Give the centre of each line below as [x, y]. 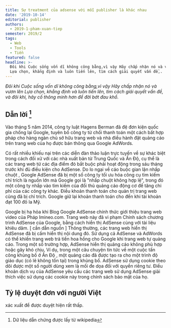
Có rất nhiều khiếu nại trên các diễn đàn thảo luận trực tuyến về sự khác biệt [85, 153]
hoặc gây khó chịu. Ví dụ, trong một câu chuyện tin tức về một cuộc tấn [80, 249]
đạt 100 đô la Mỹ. [23, 201]
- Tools [18, 48]
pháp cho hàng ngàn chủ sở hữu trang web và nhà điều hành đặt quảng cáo [85, 138]
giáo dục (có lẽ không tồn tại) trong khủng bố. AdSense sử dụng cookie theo [85, 260]
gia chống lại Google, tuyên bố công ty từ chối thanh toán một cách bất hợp [84, 132]
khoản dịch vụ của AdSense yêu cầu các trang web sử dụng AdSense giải [83, 271]
